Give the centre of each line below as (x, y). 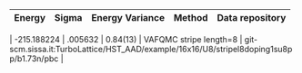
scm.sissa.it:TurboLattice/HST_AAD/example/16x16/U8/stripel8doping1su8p (151, 49)
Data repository (252, 18)
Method (191, 18)
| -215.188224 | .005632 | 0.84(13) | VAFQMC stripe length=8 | (126, 39)
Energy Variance (128, 18)
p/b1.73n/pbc (34, 59)
